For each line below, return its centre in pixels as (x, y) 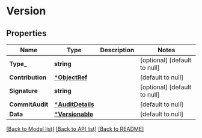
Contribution (28, 77)
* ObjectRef (71, 77)
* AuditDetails (74, 104)
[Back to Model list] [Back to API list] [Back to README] (75, 129)
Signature (23, 91)
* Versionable (73, 114)
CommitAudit (29, 104)
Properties (26, 33)
